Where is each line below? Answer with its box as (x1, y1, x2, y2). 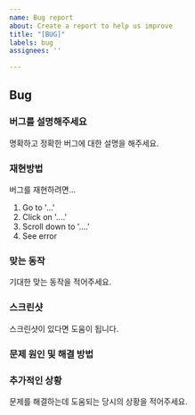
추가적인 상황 (9, 374, 62, 386)
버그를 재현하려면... (9, 184, 77, 195)
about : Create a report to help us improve (9, 21, 174, 30)
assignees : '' (9, 47, 62, 55)
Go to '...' (21, 202, 55, 213)
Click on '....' (21, 212, 68, 223)
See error (21, 231, 58, 241)
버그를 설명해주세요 (9, 115, 87, 128)
